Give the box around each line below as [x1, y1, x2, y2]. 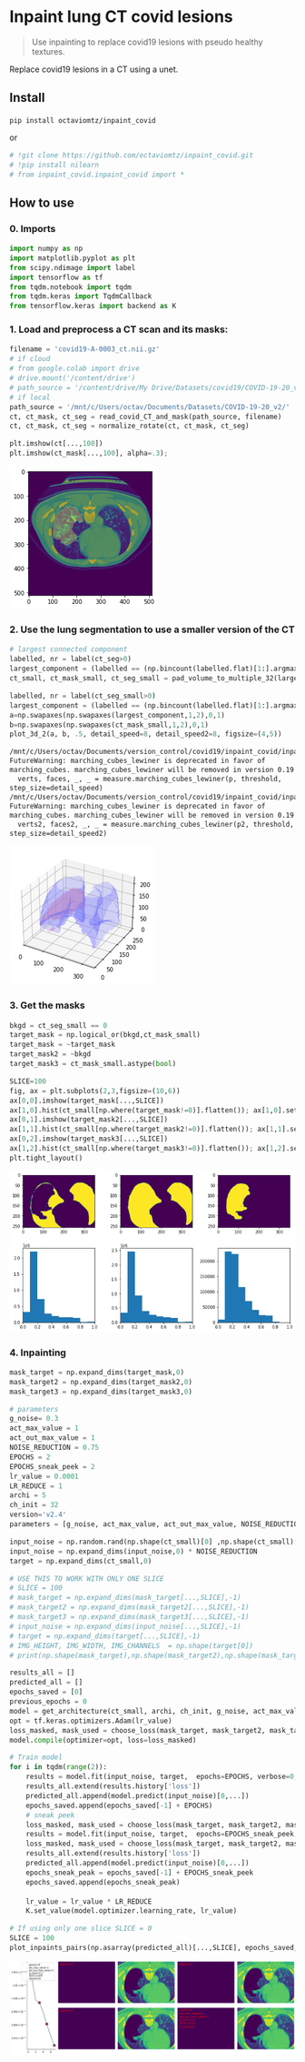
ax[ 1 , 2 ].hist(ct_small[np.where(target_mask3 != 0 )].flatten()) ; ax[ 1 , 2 [9, 1144, 282, 1153]
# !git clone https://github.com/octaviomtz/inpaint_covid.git [9, 150, 254, 160]
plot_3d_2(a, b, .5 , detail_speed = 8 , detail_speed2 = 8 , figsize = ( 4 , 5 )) [9, 729, 282, 739]
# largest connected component [9, 645, 128, 654]
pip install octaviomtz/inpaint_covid [9, 116, 156, 125]
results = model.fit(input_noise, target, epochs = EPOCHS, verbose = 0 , [25, 1772, 299, 1782]
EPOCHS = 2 [9, 1453, 51, 1462]
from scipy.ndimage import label [9, 263, 136, 272]
